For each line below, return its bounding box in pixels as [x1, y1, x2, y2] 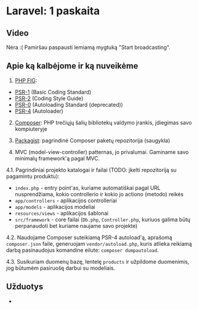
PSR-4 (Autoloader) [14, 107, 64, 115]
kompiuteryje [14, 125, 48, 132]
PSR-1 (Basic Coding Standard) [14, 88, 91, 95]
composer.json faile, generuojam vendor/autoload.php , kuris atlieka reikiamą [6, 240, 192, 247]
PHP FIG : [14, 76, 38, 84]
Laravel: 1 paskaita [6, 4, 100, 18]
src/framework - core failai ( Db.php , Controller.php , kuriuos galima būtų [14, 216, 191, 223]
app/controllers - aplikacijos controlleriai [14, 197, 117, 204]
